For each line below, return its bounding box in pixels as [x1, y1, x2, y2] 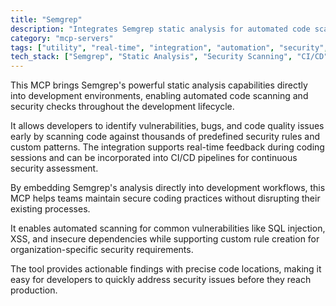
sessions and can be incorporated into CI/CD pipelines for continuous [10, 152, 298, 164]
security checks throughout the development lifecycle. [10, 101, 235, 113]
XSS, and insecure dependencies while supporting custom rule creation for [10, 233, 320, 245]
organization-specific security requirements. [10, 244, 194, 256]
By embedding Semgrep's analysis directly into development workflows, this [10, 182, 326, 194]
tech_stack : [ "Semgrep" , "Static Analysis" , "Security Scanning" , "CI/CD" [10, 52, 329, 62]
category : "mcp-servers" [10, 33, 114, 43]
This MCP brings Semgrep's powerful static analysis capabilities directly [10, 79, 308, 91]
